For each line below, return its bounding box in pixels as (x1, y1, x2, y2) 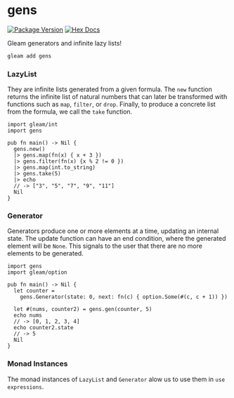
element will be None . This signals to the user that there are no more (7, 241, 202, 251)
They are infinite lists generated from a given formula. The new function (7, 85, 213, 93)
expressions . (7, 382, 44, 391)
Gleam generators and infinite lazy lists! (7, 39, 122, 47)
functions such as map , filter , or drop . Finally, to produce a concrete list (7, 100, 216, 109)
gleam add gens (7, 52, 52, 60)
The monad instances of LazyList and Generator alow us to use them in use (7, 375, 226, 383)
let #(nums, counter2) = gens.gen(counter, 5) (13, 306, 152, 313)
